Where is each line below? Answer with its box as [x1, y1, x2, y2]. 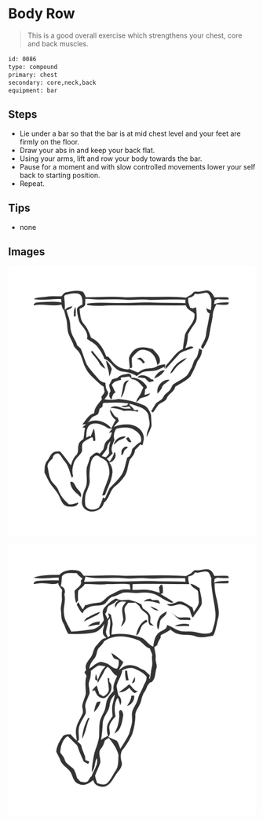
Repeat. [19, 178, 46, 188]
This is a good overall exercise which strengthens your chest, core [27, 31, 243, 40]
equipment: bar [8, 86, 58, 94]
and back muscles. [27, 38, 89, 48]
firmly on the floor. [19, 137, 80, 146]
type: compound [8, 63, 58, 71]
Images [8, 245, 46, 258]
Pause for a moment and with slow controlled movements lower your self [19, 162, 256, 171]
